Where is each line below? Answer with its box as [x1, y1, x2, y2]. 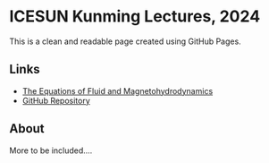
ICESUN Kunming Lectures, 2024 [9, 6, 261, 27]
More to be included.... [9, 145, 93, 156]
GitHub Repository [21, 95, 91, 106]
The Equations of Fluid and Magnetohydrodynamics [21, 85, 214, 96]
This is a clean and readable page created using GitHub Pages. [9, 36, 241, 47]
